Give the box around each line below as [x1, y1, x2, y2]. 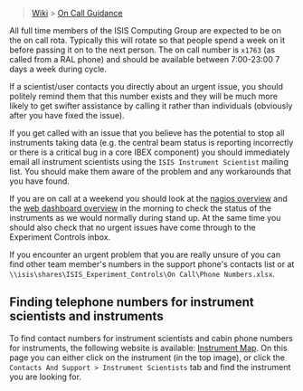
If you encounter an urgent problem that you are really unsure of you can [9, 249, 281, 260]
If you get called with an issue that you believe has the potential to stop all [9, 128, 285, 138]
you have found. [9, 176, 71, 186]
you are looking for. [9, 371, 81, 382]
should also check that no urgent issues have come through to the [9, 222, 256, 233]
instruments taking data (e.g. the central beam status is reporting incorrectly [9, 138, 294, 148]
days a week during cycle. [9, 63, 107, 74]
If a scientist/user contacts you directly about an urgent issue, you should [9, 81, 283, 91]
